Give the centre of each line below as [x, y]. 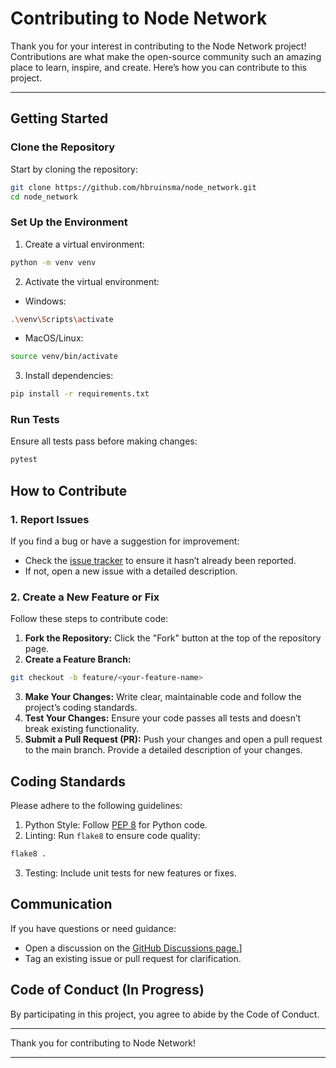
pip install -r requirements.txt [80, 394]
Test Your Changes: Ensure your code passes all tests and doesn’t [163, 718]
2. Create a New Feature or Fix [85, 597]
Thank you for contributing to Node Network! [103, 1043]
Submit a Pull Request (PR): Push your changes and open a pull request [173, 739]
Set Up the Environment [69, 222]
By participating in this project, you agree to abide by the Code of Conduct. [165, 1014]
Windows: [45, 301]
